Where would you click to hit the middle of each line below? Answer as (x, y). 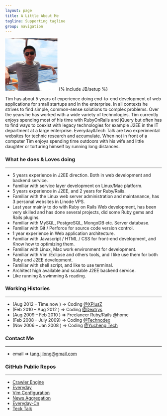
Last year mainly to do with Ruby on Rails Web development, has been (84, 207)
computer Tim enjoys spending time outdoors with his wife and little (75, 141)
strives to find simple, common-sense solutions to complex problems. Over (82, 109)
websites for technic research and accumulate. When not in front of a (76, 136)
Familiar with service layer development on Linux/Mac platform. (77, 186)
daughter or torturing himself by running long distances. (63, 147)
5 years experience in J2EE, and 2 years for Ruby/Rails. (69, 191)
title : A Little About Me (32, 16)
